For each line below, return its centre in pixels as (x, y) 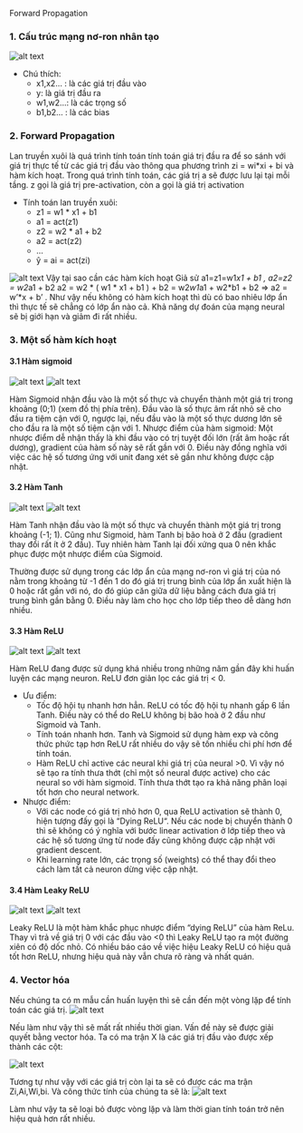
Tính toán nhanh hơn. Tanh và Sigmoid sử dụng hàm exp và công (157, 735)
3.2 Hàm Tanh (36, 487)
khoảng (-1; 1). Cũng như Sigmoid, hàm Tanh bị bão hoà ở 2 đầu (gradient (146, 534)
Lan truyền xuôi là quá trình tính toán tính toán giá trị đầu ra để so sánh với (148, 156)
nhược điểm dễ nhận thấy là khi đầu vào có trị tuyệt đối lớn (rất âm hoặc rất (149, 437)
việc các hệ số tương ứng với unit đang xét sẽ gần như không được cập (142, 456)
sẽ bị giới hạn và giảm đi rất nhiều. (73, 316)
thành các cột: (36, 1046)
